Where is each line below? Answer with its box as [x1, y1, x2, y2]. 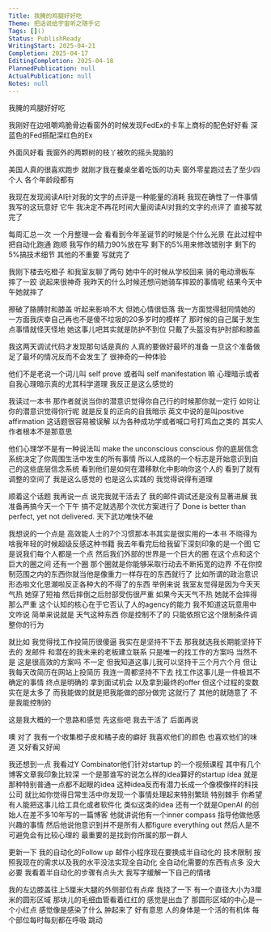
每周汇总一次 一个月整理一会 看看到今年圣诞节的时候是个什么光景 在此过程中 [8, 229, 263, 239]
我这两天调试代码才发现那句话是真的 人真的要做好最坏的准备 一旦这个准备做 [8, 341, 260, 351]
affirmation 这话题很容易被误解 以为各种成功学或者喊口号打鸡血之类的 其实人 [8, 416, 264, 426]
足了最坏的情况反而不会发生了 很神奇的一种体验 [8, 351, 167, 361]
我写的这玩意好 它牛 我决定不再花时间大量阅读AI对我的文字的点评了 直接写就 [8, 201, 263, 211]
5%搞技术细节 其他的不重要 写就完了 [8, 249, 130, 259]
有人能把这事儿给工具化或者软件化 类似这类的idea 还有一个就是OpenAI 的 [8, 799, 252, 809]
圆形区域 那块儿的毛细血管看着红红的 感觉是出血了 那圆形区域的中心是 [22, 895, 256, 904]
